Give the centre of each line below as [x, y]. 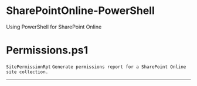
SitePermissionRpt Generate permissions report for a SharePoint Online [96, 67]
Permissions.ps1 [47, 50]
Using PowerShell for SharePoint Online [54, 27]
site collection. [27, 72]
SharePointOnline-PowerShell [80, 11]
